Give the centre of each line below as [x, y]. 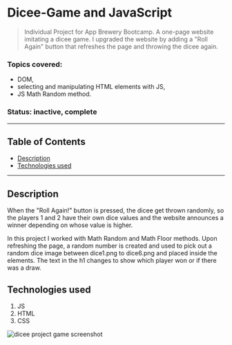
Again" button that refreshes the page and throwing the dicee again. [121, 46]
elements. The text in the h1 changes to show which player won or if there [112, 261]
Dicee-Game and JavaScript [90, 13]
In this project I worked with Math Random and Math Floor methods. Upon [112, 239]
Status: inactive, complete [52, 112]
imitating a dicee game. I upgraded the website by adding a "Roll [116, 39]
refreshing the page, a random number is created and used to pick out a [110, 246]
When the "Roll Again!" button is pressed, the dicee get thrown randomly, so [116, 210]
